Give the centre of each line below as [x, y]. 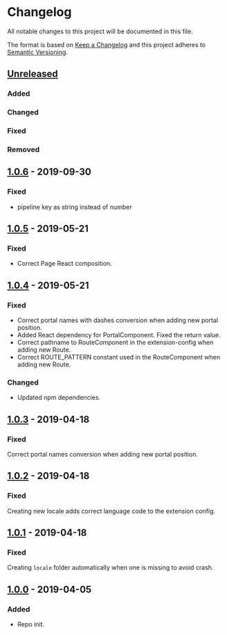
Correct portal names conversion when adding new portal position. [103, 455]
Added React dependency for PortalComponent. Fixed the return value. [119, 335]
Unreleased [33, 74]
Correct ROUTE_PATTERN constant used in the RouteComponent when [119, 357]
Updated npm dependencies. [59, 398]
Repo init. [31, 625]
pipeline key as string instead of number [74, 207]
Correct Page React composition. [64, 264]
